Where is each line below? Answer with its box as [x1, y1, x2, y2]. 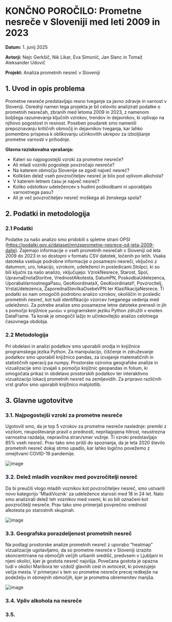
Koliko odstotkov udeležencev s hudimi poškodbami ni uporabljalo [12, 183, 152, 190]
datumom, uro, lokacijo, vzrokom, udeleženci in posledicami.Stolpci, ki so [5, 264, 160, 270]
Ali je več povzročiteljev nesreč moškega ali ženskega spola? [12, 194, 142, 201]
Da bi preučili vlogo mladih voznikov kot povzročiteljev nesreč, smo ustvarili [5, 485, 165, 491]
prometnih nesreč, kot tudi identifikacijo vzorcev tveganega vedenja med [5, 296, 159, 303]
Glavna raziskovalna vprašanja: [5, 146, 74, 152]
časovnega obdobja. [5, 318, 49, 325]
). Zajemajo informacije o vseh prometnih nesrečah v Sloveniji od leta [15, 247, 161, 254]
